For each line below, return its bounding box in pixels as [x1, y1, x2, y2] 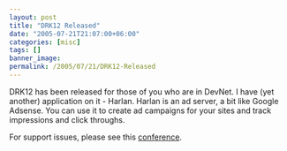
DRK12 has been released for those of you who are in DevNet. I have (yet [9, 86, 275, 97]
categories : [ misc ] [9, 37, 81, 47]
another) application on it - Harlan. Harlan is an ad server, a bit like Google [9, 95, 279, 106]
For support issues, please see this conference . [9, 132, 183, 142]
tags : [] [9, 46, 42, 55]
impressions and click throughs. [9, 114, 125, 125]
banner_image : [9, 54, 62, 63]
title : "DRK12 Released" [9, 21, 101, 30]
